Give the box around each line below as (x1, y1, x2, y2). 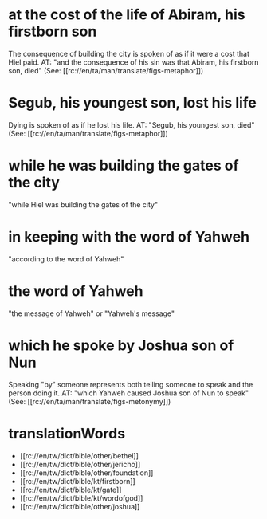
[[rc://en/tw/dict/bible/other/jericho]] (19, 459, 141, 469)
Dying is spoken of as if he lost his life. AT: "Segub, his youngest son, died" (8, 120, 255, 129)
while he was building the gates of (8, 157, 239, 175)
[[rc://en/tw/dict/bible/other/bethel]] (19, 450, 139, 460)
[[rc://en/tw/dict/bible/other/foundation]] (19, 468, 154, 478)
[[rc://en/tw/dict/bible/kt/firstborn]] (19, 476, 135, 486)
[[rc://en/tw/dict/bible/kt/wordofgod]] (19, 493, 143, 503)
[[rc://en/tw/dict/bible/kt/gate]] (19, 485, 122, 494)
